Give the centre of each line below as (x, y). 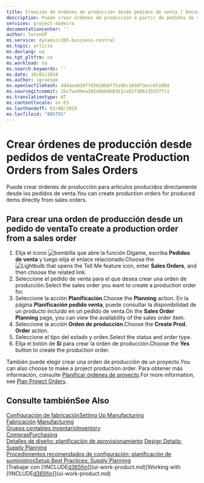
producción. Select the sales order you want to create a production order (105, 285)
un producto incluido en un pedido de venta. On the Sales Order (95, 311)
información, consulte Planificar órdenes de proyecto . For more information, (100, 375)
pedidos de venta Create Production (98, 157)
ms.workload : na (27, 63)
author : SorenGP (27, 35)
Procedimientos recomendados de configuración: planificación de (89, 454)
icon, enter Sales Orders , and (160, 266)
